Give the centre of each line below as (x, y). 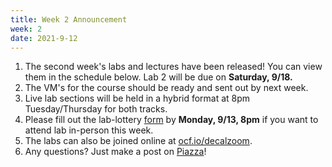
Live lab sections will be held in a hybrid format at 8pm (137, 98)
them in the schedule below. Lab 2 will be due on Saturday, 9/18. (158, 77)
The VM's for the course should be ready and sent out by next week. (166, 88)
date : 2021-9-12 (44, 38)
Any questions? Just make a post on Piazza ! (115, 152)
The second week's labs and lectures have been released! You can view (173, 67)
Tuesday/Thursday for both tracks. (96, 109)
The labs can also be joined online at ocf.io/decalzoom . (138, 141)
